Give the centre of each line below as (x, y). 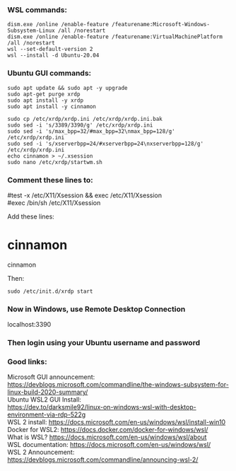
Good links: (27, 361)
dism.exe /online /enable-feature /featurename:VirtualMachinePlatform (115, 37)
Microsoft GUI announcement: (51, 377)
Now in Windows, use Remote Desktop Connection (96, 309)
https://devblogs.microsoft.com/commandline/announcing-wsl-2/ (103, 460)
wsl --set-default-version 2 (50, 50)
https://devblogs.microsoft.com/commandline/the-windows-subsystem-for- (118, 385)
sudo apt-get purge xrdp (44, 94)
